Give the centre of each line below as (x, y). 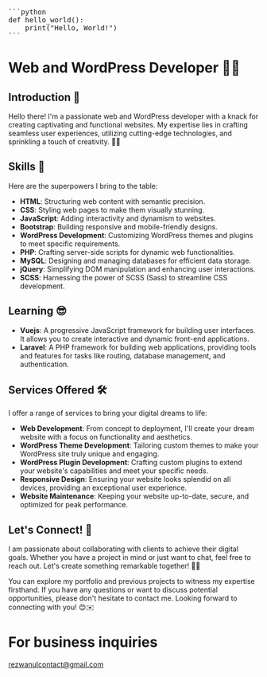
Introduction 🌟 (44, 97)
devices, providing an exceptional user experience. (103, 488)
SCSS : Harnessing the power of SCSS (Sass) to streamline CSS (124, 277)
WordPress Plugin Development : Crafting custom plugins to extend (131, 463)
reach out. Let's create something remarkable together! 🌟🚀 (104, 566)
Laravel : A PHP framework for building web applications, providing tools (138, 347)
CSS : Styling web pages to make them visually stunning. (112, 209)
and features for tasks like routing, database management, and (122, 355)
